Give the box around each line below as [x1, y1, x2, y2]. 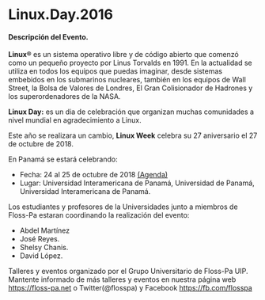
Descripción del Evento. [8, 32, 89, 41]
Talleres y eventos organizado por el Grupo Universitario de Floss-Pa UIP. [8, 267, 248, 276]
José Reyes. [19, 234, 60, 244]
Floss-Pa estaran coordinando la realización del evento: [8, 211, 190, 220]
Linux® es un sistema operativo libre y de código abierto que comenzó [8, 50, 239, 59]
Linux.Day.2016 [8, 6, 113, 24]
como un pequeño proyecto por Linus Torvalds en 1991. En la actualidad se [8, 58, 252, 68]
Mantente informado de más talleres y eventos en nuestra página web [8, 275, 237, 284]
